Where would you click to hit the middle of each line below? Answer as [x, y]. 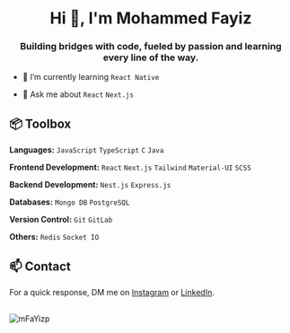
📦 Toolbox [40, 123]
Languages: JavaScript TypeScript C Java [87, 150]
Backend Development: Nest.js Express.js [90, 185]
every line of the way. [151, 57]
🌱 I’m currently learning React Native [91, 77]
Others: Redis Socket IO [54, 237]
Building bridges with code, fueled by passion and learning [151, 47]
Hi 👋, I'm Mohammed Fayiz [151, 18]
